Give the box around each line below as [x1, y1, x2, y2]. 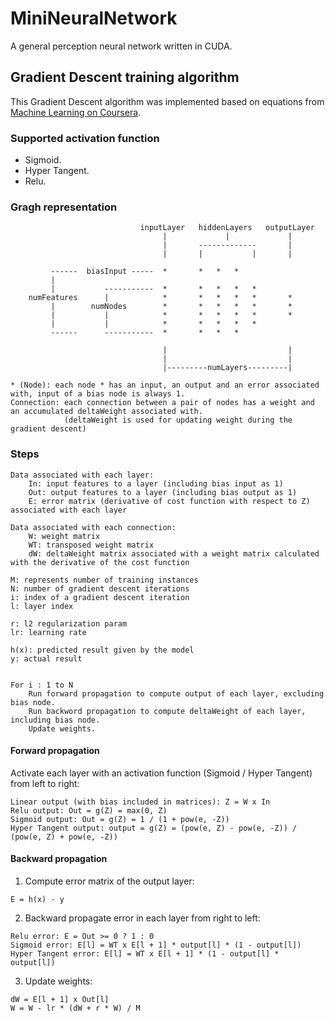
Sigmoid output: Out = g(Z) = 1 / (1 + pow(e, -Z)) [10, 814, 230, 824]
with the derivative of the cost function [10, 557, 190, 567]
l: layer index [10, 601, 74, 611]
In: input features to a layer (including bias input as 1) [28, 478, 284, 489]
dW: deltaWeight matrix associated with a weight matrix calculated [28, 548, 320, 559]
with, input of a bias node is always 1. [10, 389, 186, 399]
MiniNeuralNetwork [10, 7, 178, 30]
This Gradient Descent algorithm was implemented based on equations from [10, 95, 325, 107]
